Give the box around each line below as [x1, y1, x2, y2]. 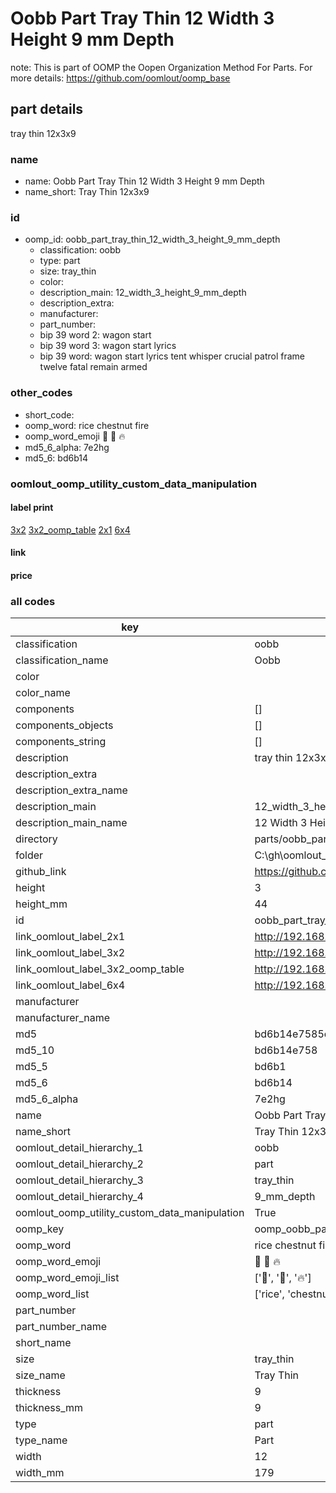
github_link [15, 865, 67, 879]
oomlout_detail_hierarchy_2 [15, 1157, 144, 1171]
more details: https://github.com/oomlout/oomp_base [10, 72, 231, 84]
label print [10, 502, 54, 514]
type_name [15, 1433, 68, 1447]
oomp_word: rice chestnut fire [24, 419, 150, 431]
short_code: [24, 408, 75, 421]
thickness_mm [15, 1401, 84, 1415]
